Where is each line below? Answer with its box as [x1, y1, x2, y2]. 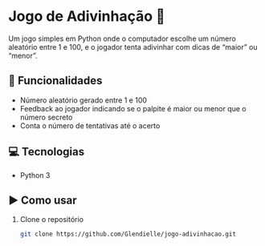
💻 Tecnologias [8, 145, 85, 159]
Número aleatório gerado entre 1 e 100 [19, 95, 147, 105]
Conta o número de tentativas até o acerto [19, 120, 161, 131]
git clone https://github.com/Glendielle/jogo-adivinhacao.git [19, 230, 237, 239]
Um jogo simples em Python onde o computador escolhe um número [8, 34, 237, 43]
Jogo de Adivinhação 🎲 [8, 7, 166, 26]
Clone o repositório [19, 215, 84, 224]
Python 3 [19, 170, 51, 179]
